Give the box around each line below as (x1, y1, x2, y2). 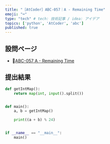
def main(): (5, 104, 29, 109)
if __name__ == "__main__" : (5, 130, 62, 136)
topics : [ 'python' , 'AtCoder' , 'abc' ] (5, 21, 84, 26)
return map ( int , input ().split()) (14, 91, 84, 96)
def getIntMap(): (5, 86, 40, 91)
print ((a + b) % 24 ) (14, 118, 55, 123)
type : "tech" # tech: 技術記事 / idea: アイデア (5, 16, 100, 21)
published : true (5, 25, 38, 30)
